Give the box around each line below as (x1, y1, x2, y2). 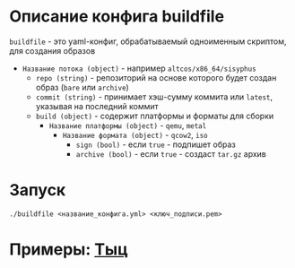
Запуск (9, 180, 66, 201)
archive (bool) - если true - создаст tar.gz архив (75, 148, 266, 159)
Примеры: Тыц (9, 239, 128, 260)
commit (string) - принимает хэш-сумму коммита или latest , (35, 91, 273, 102)
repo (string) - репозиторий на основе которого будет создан (35, 72, 277, 82)
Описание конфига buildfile (9, 6, 225, 27)
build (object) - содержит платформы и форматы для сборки (35, 110, 274, 121)
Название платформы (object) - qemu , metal (48, 119, 207, 131)
